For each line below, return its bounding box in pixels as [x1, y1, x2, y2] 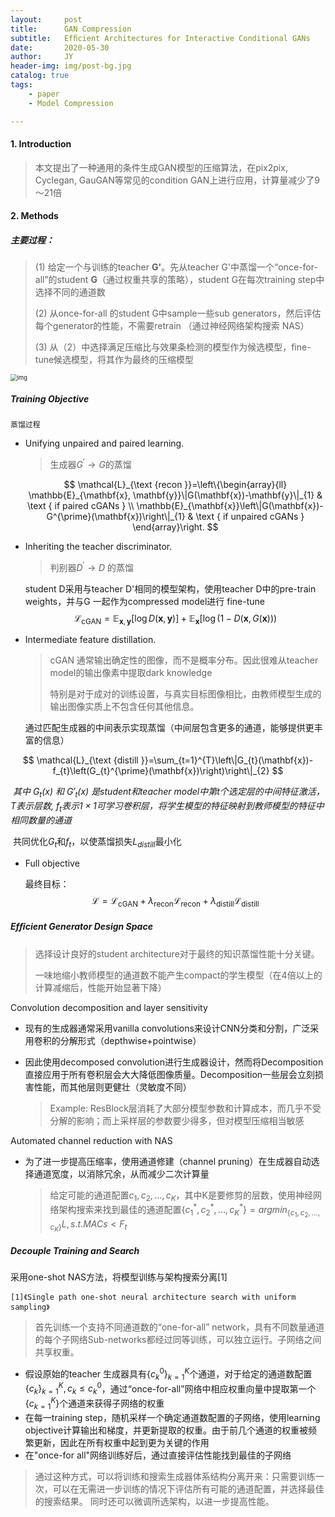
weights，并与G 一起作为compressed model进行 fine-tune [24, 595, 265, 607]
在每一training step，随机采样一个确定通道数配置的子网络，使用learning [24, 1411, 321, 1423]
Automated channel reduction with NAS [10, 1134, 173, 1146]
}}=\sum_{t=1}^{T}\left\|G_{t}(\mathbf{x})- [140, 754, 314, 766]
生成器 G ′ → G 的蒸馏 [49, 457, 132, 470]
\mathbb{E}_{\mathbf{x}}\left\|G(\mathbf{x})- [136, 499, 324, 511]
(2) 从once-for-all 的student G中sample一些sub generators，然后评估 [34, 307, 322, 320]
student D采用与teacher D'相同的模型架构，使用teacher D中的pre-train [24, 582, 317, 595]
